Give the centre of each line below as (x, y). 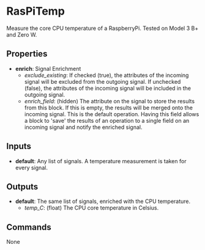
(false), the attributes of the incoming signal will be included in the (108, 88)
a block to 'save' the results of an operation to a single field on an (107, 120)
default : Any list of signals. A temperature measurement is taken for (101, 161)
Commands (29, 227)
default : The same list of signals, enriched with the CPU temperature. (103, 201)
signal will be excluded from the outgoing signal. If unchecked (102, 81)
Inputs (19, 146)
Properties (27, 54)
